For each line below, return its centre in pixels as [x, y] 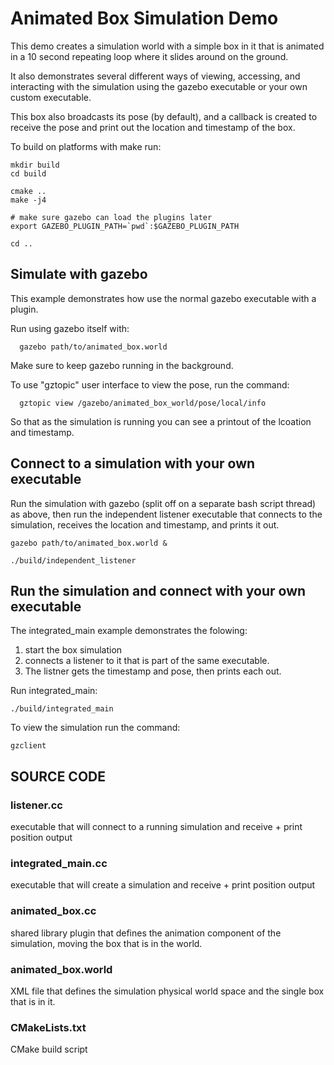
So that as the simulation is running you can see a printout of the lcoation [161, 421]
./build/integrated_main [62, 709]
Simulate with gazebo [79, 274]
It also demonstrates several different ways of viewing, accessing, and [155, 76]
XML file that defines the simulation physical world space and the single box [167, 991]
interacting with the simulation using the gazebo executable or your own [159, 86]
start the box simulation [73, 650]
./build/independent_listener [73, 560]
